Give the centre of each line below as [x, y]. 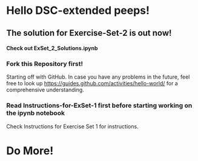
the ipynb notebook [36, 113]
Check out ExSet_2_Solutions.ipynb [52, 48]
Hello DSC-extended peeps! [78, 11]
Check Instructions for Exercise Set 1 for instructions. [72, 126]
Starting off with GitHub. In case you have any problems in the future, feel [98, 77]
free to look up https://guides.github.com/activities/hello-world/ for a [92, 84]
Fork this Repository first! [45, 64]
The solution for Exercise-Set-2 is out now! [89, 33]
